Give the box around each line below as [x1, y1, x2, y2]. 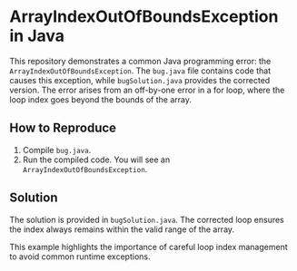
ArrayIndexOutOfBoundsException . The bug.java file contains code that [9, 65, 271, 76]
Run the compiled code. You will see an [22, 154, 171, 165]
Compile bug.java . [22, 144, 92, 155]
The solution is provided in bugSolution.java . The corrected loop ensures [9, 214, 284, 225]
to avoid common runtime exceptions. [9, 251, 151, 262]
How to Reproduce [9, 121, 116, 136]
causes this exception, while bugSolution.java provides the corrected [9, 74, 271, 85]
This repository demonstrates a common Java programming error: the [9, 55, 272, 66]
